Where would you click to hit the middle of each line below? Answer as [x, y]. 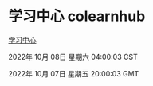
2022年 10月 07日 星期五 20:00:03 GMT [74, 73]
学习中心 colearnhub [77, 16]
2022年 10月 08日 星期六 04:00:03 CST [73, 57]
